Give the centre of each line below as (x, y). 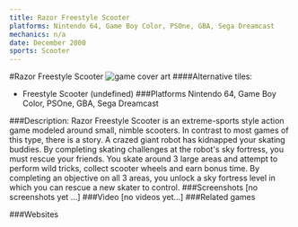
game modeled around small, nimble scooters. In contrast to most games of (149, 130)
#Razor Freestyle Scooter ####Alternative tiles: (131, 76)
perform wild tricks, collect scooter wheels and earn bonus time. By (135, 169)
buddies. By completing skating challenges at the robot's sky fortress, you (147, 150)
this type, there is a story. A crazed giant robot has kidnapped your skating (147, 140)
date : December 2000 (48, 43)
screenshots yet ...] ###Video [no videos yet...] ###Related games (132, 197)
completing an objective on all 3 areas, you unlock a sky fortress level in (143, 178)
